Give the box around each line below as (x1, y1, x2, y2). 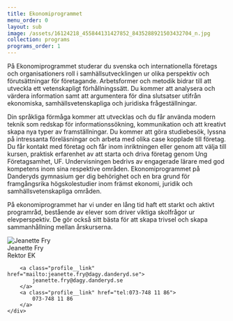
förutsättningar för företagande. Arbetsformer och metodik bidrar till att (7, 77, 211, 85)
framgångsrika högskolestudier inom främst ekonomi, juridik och (7, 180, 193, 187)
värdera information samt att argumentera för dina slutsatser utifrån (7, 92, 201, 100)
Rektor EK (7, 251, 36, 259)
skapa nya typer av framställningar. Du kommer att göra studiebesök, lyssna (7, 127, 227, 136)
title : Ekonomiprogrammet (7, 10, 82, 17)
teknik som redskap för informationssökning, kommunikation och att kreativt (7, 120, 226, 128)
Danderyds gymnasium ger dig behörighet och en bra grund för (7, 172, 190, 180)
